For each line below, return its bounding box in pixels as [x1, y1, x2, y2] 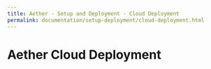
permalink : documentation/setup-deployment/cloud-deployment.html [7, 17, 205, 24]
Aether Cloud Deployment [7, 47, 162, 63]
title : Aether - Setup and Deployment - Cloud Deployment [7, 10, 180, 17]
